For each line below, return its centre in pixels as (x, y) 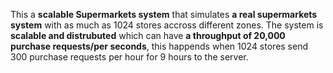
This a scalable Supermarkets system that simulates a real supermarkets (164, 14)
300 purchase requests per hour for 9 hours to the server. (129, 57)
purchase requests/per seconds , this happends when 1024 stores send (159, 46)
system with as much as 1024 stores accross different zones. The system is (167, 25)
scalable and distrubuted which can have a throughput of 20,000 (148, 35)
